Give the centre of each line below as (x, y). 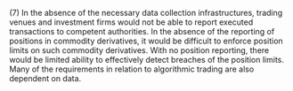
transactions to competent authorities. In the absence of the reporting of (142, 31)
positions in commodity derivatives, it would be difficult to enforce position (146, 41)
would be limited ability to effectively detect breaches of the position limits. (147, 60)
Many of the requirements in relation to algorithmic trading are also (132, 69)
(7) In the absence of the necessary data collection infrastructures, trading (146, 13)
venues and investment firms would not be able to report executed (131, 22)
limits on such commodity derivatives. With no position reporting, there (139, 50)
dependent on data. (45, 78)
